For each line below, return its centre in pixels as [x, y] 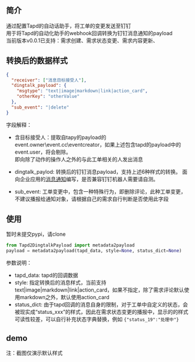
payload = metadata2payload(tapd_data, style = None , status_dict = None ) [94, 251]
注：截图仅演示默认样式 [34, 353]
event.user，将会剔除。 [43, 152]
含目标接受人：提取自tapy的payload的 [60, 137]
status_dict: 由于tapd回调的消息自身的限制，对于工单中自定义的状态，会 [101, 305]
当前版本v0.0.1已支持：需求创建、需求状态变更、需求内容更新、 [82, 40]
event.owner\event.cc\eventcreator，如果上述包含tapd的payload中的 [98, 144]
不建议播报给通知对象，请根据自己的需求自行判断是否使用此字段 [91, 199]
